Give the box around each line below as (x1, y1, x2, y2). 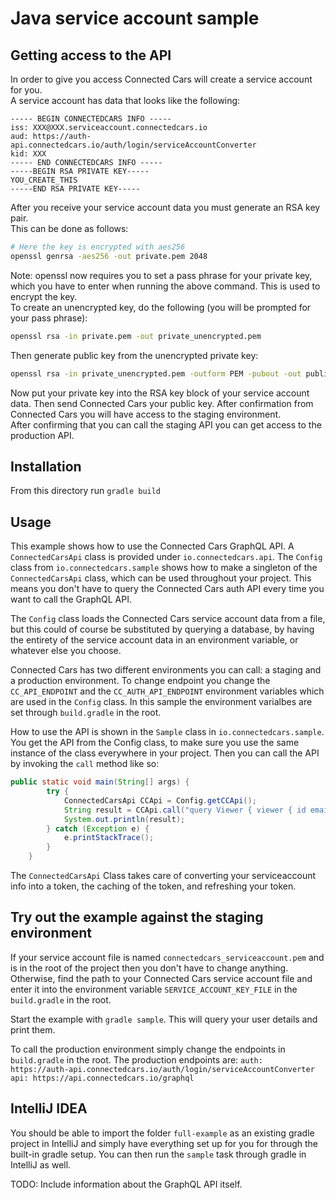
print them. (10, 1023, 56, 1036)
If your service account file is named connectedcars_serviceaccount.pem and (10, 951, 325, 963)
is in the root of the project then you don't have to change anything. (10, 962, 289, 974)
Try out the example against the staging (10, 909, 264, 926)
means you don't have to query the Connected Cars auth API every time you (10, 583, 325, 595)
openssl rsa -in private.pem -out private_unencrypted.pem (10, 331, 262, 341)
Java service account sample (10, 7, 260, 30)
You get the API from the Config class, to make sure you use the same (10, 737, 300, 749)
